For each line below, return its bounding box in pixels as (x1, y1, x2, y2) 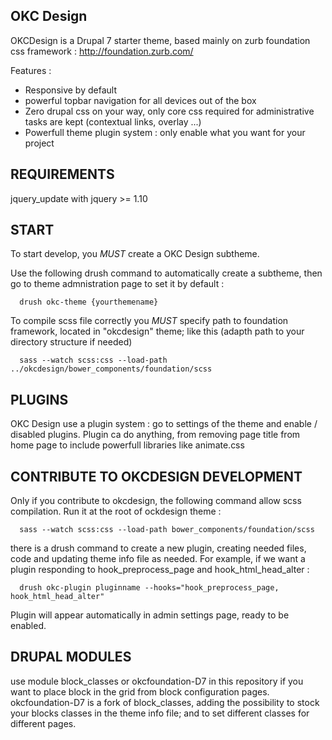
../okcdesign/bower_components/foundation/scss (10, 364, 213, 374)
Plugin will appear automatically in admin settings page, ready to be (10, 609, 290, 621)
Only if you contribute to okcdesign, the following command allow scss (10, 495, 302, 507)
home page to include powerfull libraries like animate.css (10, 439, 245, 451)
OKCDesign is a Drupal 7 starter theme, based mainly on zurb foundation (10, 34, 311, 46)
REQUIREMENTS (10, 166, 115, 183)
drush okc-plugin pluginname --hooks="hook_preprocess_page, (19, 583, 280, 593)
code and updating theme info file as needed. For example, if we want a (10, 553, 306, 565)
